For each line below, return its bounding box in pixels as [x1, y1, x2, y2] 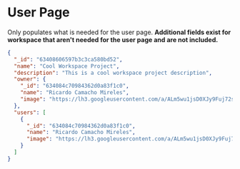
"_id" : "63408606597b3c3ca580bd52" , [14, 56, 123, 63]
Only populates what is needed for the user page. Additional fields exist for [7, 28, 231, 36]
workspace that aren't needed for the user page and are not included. [7, 35, 219, 43]
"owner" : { [14, 76, 46, 83]
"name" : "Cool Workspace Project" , [14, 62, 120, 70]
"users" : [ [14, 108, 46, 116]
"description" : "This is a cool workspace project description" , [14, 69, 213, 76]
